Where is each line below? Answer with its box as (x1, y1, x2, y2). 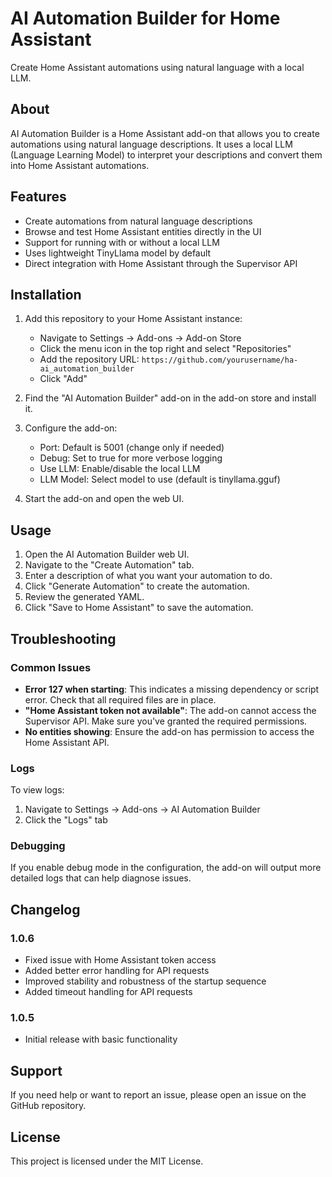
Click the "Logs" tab (24, 814, 108, 826)
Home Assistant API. (24, 736, 110, 748)
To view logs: (10, 784, 65, 796)
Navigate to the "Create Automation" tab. (24, 559, 195, 571)
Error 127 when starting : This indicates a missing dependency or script (24, 683, 320, 695)
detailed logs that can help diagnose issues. (10, 872, 192, 884)
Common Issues (10, 660, 92, 674)
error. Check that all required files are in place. (24, 693, 217, 706)
